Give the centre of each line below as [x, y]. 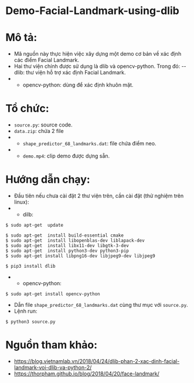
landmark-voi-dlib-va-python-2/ [53, 367]
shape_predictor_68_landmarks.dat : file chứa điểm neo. [89, 143]
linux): [21, 202]
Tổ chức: [27, 109]
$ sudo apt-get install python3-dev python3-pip [67, 251]
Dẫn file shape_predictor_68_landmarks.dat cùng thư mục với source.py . [101, 305]
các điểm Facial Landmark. [47, 60]
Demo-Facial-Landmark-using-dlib [92, 11]
